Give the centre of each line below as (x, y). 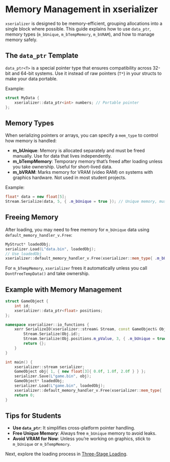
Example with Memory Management (63, 289)
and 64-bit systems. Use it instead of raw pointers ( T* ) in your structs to (87, 73)
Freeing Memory (32, 217)
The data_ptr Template (42, 56)
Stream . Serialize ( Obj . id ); (52, 334)
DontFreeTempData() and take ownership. (48, 273)
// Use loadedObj (24, 254)
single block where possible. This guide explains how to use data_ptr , (78, 28)
